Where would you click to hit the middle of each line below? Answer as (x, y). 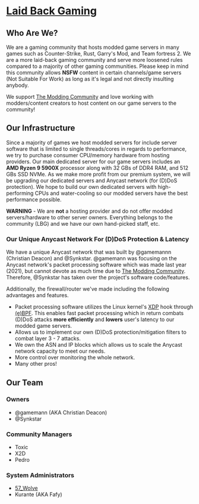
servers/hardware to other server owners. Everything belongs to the (90, 217)
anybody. (18, 85)
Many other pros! (36, 364)
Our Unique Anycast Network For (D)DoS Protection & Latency (97, 239)
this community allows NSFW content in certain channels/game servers (94, 72)
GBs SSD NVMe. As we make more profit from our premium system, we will (98, 174)
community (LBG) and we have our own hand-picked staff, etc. (83, 223)
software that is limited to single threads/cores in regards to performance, (97, 149)
